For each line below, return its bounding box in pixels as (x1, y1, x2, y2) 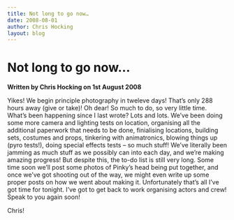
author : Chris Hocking (7, 23, 73, 30)
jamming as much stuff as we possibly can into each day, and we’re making (7, 148, 225, 157)
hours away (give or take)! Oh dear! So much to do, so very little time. (7, 104, 207, 112)
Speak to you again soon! (7, 193, 80, 201)
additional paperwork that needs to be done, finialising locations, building (7, 126, 219, 135)
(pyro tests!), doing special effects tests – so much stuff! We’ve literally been (7, 141, 227, 149)
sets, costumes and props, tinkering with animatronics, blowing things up (7, 133, 218, 142)
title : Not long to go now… (7, 10, 89, 17)
